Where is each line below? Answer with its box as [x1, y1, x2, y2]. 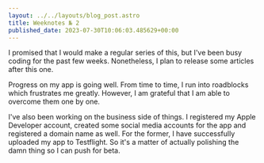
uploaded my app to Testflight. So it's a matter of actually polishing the [8, 138, 239, 147]
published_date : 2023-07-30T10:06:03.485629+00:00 [8, 26, 179, 34]
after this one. [8, 65, 54, 74]
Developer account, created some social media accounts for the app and [8, 120, 247, 131]
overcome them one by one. [8, 97, 101, 107]
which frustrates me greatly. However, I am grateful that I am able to [8, 89, 230, 98]
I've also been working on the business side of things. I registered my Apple [8, 112, 256, 122]
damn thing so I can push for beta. [8, 146, 121, 155]
